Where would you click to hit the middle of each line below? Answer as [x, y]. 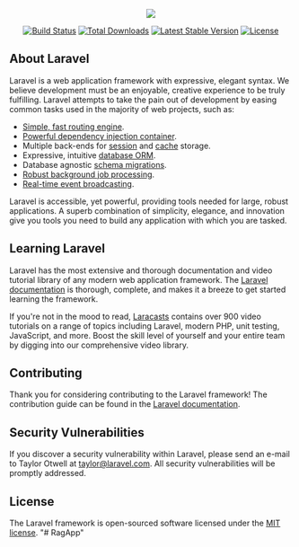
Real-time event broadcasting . [78, 183]
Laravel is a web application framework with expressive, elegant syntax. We [149, 80]
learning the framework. [54, 299]
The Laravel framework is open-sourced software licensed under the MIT [145, 523]
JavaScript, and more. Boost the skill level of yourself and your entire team [147, 335]
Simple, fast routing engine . [73, 127]
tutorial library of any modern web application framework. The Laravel [139, 279]
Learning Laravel [57, 248]
